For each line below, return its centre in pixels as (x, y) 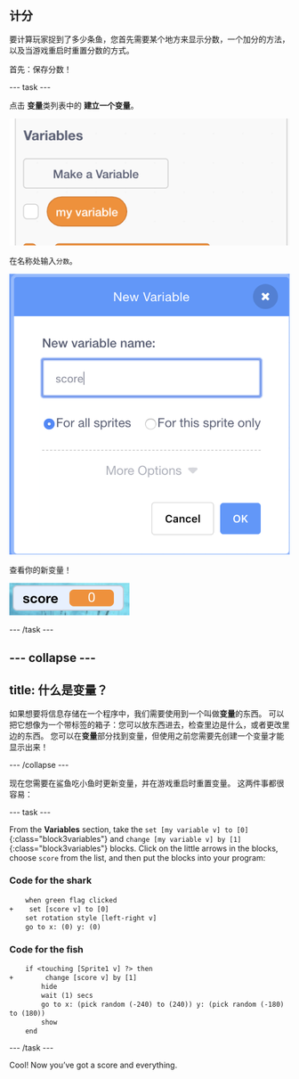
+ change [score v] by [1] (73, 978)
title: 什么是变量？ (59, 690)
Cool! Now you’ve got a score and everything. (93, 1065)
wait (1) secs (67, 996)
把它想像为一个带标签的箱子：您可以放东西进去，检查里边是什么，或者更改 (145, 724)
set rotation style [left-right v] (91, 918)
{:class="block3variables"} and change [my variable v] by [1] (125, 838)
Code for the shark (50, 880)
